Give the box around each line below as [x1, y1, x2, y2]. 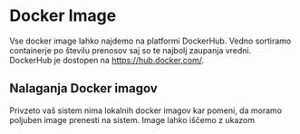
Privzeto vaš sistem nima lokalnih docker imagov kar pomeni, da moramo [9, 105, 283, 116]
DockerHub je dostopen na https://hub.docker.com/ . [9, 54, 205, 65]
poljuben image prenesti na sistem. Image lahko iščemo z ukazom [9, 114, 256, 125]
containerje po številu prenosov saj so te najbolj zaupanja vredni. [9, 44, 252, 55]
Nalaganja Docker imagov [9, 81, 159, 96]
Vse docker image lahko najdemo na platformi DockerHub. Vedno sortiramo [9, 35, 292, 46]
